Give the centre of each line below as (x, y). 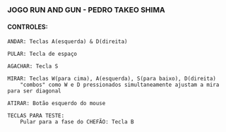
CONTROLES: (28, 27)
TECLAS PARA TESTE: (36, 116)
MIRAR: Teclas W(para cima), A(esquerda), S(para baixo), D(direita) (112, 79)
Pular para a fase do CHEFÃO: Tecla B (77, 122)
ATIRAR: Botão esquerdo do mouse (56, 104)
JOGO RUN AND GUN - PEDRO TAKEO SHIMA (86, 10)
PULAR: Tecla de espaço (42, 54)
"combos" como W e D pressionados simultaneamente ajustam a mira (120, 85)
